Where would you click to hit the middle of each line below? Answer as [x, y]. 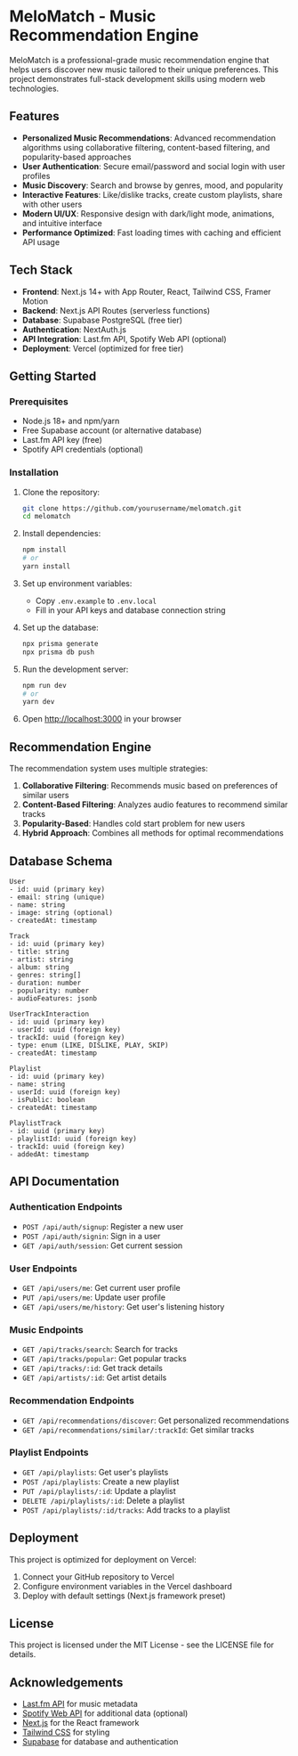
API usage [41, 241]
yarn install [46, 567]
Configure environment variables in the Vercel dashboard [127, 1586]
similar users [45, 796]
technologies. [34, 88]
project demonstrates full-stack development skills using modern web [137, 78]
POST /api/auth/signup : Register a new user [103, 1226]
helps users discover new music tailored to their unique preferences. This [144, 69]
